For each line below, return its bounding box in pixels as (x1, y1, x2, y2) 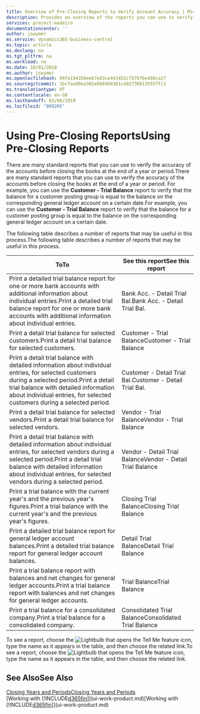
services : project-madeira (6, 20, 73, 26)
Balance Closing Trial (121, 502, 179, 511)
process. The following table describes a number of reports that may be (6, 237, 181, 244)
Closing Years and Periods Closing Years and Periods (6, 688, 136, 696)
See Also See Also (6, 673, 73, 683)
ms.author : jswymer (6, 70, 55, 76)
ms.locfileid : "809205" (6, 103, 65, 109)
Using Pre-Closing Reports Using (6, 129, 171, 142)
